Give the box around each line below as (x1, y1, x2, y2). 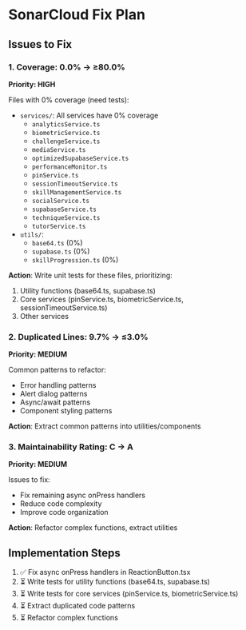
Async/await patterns (19, 397, 91, 407)
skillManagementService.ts (31, 188, 122, 197)
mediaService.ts (31, 146, 86, 154)
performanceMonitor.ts (31, 162, 108, 171)
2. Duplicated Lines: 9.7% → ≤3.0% (8, 331, 149, 342)
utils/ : (19, 229, 44, 239)
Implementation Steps (8, 546, 121, 560)
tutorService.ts (31, 222, 86, 230)
